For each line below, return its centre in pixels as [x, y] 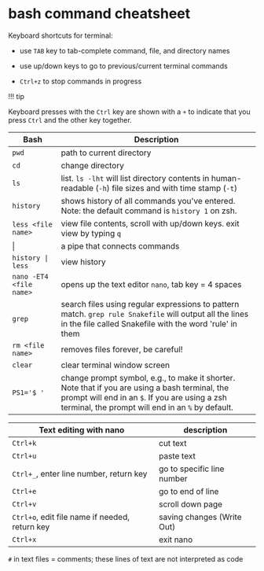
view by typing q [91, 233]
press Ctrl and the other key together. [70, 120]
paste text [177, 455]
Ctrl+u [24, 456]
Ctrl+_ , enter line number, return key [80, 473]
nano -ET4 [30, 276]
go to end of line [189, 491]
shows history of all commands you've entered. [148, 201]
